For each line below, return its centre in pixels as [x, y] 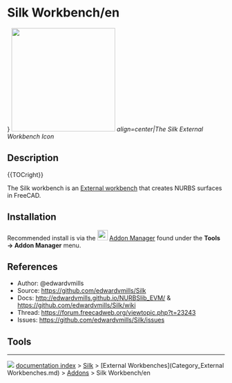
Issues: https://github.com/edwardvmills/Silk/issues [91, 320]
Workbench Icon [31, 136]
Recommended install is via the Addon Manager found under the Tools [114, 238]
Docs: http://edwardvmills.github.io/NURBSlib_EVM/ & [94, 298]
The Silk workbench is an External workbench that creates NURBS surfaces [115, 188]
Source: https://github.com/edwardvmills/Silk [81, 291]
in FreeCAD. [24, 195]
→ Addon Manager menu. [44, 245]
